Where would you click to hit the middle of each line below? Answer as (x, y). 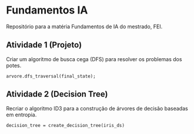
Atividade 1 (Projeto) (44, 45)
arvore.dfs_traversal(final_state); (51, 76)
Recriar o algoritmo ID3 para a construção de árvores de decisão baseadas (97, 108)
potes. (14, 65)
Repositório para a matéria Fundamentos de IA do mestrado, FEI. (84, 26)
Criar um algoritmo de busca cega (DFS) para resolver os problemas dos (94, 59)
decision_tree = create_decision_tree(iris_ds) (66, 125)
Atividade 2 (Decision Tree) (57, 94)
